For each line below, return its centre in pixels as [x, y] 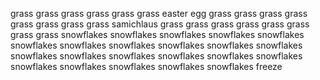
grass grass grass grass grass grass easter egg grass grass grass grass [159, 13]
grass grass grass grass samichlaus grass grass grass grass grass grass [160, 24]
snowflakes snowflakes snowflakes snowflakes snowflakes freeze [146, 66]
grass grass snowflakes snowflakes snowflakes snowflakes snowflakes [157, 34]
